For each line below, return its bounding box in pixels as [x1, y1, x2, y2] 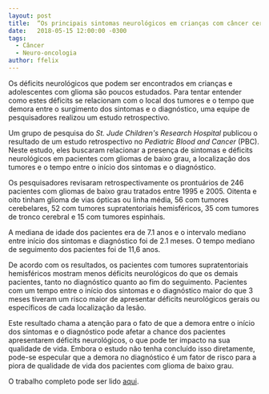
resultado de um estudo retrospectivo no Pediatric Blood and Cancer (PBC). [8, 136, 260, 146]
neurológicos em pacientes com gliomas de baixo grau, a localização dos [8, 153, 251, 163]
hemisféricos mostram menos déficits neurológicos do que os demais [8, 268, 239, 278]
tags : [8, 34, 26, 43]
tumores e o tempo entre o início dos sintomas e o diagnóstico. [8, 162, 216, 172]
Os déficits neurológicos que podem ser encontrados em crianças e [8, 78, 233, 88]
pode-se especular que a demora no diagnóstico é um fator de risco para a [8, 352, 257, 362]
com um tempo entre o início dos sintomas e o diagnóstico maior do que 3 [8, 286, 254, 295]
